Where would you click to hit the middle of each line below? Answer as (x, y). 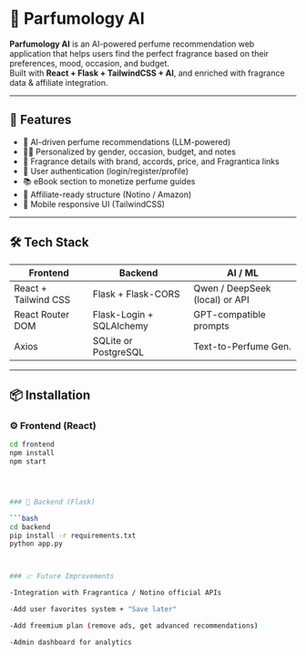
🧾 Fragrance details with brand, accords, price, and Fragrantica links (151, 161)
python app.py (36, 544)
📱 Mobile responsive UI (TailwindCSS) (94, 203)
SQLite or (113, 340)
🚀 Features (41, 120)
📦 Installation (50, 395)
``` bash (24, 518)
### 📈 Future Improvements (62, 577)
